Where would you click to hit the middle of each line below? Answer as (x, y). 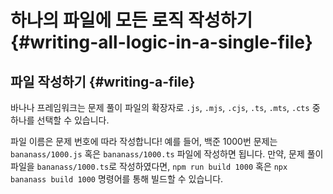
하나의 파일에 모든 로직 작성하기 (131, 20)
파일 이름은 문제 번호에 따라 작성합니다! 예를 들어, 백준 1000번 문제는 (144, 141)
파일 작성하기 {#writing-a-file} (103, 81)
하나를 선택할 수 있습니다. (60, 120)
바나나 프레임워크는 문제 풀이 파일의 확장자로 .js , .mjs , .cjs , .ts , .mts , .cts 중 (165, 107)
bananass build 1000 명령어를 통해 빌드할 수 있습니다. (117, 179)
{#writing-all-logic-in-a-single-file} (161, 42)
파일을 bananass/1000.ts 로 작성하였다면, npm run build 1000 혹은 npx (149, 166)
